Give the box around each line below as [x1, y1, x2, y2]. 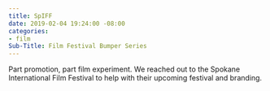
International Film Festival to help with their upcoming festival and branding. [8, 73, 263, 83]
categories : [8, 27, 49, 35]
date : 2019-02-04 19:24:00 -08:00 [8, 19, 126, 28]
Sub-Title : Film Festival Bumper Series [8, 42, 148, 50]
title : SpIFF [8, 11, 53, 20]
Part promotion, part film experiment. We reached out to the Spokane [8, 64, 241, 74]
